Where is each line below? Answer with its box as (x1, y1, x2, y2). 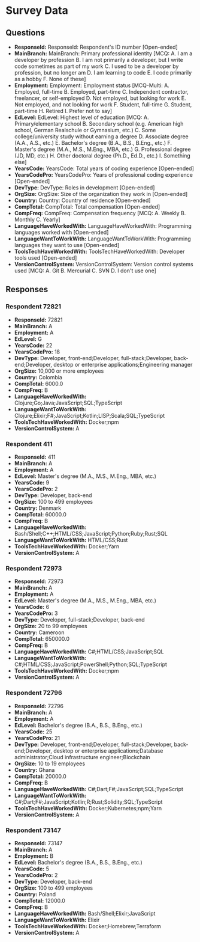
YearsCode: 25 (14, 728, 53, 735)
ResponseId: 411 (14, 453, 56, 460)
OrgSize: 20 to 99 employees (14, 623, 87, 630)
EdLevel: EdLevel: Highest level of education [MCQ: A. (14, 114, 149, 121)
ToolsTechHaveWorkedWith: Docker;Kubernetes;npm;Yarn (14, 804, 162, 812)
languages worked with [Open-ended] (14, 229, 109, 236)
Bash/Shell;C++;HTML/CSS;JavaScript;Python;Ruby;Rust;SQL (14, 530, 168, 537)
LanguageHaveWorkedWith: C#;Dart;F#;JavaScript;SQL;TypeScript (14, 785, 184, 792)
